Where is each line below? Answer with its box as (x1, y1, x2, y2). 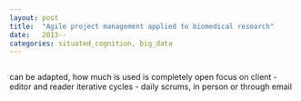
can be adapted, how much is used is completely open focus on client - (9, 72, 277, 83)
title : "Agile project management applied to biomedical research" (9, 22, 275, 31)
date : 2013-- (9, 30, 67, 39)
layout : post (9, 13, 59, 23)
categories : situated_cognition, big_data (9, 38, 173, 48)
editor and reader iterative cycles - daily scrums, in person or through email (9, 81, 293, 92)
